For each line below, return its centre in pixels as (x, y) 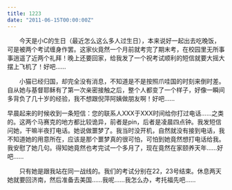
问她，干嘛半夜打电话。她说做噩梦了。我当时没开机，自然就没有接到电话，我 (116, 130)
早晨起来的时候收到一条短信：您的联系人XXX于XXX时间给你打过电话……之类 (116, 113)
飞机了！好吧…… (43, 66)
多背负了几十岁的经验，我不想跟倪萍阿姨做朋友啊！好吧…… (91, 98)
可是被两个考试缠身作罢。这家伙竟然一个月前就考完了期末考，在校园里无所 (113, 49)
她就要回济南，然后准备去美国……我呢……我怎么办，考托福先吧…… (101, 180)
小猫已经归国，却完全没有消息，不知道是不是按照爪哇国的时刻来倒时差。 (122, 81)
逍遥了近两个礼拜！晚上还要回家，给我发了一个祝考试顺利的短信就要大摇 (116, 58)
